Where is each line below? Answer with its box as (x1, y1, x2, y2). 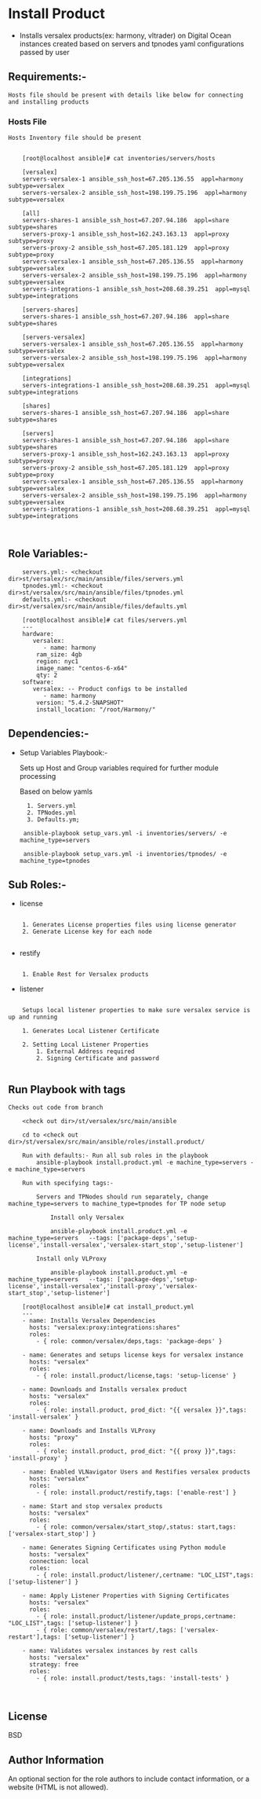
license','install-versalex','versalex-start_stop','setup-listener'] (8, 1241, 244, 1250)
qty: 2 (36, 671, 58, 679)
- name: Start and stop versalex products (22, 1503, 163, 1511)
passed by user (19, 47, 71, 57)
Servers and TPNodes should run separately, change (36, 1193, 209, 1201)
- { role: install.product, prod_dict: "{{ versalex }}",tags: (36, 1406, 247, 1415)
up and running (8, 1013, 58, 1022)
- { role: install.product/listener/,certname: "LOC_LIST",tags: (36, 1571, 255, 1580)
